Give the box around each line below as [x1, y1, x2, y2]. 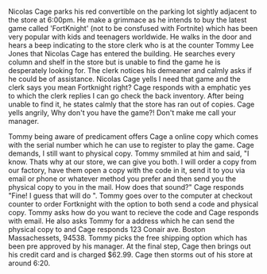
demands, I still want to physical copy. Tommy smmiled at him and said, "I [8, 149, 250, 158]
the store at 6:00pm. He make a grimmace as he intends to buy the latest [8, 15, 247, 25]
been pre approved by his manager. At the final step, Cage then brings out [8, 241, 251, 251]
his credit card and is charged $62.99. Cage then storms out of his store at [8, 250, 253, 259]
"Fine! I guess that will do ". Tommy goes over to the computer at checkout [8, 191, 253, 200]
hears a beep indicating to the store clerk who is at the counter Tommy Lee [8, 41, 254, 50]
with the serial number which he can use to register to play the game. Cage [8, 141, 254, 149]
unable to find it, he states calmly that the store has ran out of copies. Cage [8, 99, 255, 109]
